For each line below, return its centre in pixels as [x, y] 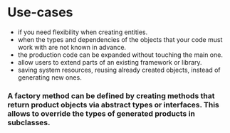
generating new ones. [49, 77]
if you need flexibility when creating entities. [83, 32]
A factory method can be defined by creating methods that [111, 95]
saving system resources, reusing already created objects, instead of [119, 70]
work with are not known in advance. [72, 47]
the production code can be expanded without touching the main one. [120, 55]
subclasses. [29, 122]
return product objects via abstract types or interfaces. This [113, 105]
